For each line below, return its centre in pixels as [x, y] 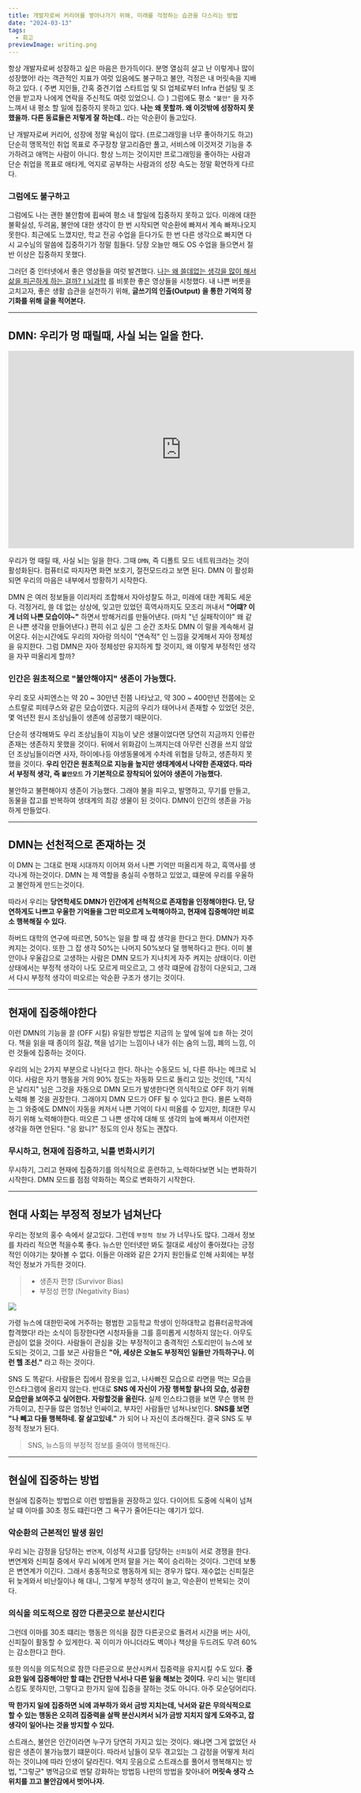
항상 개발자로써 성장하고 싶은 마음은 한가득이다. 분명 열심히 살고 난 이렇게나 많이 [132, 69]
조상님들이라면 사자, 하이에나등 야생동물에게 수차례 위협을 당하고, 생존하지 [130, 754]
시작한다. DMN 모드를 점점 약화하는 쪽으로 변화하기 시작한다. [102, 1180]
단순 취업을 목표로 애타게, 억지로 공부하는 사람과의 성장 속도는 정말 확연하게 [124, 164]
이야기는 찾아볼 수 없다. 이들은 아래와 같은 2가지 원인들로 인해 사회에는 [131, 1255]
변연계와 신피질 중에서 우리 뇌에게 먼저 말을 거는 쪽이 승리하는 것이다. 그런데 [125, 1562]
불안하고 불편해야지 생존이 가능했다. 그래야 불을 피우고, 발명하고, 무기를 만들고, [129, 790]
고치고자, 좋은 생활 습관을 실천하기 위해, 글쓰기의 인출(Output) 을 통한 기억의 [126, 291]
